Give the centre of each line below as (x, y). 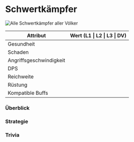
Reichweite (21, 76)
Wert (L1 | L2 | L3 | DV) (98, 35)
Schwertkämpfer (41, 9)
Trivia (12, 135)
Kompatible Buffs (28, 93)
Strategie (17, 121)
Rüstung (18, 85)
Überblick (18, 108)
